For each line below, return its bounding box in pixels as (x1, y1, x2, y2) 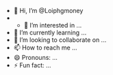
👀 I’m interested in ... (23, 21, 82, 29)
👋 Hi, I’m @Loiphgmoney (13, 7, 84, 14)
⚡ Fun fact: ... (13, 61, 51, 69)
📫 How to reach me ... (13, 43, 77, 52)
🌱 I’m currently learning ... (13, 28, 87, 36)
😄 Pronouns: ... (13, 54, 58, 61)
